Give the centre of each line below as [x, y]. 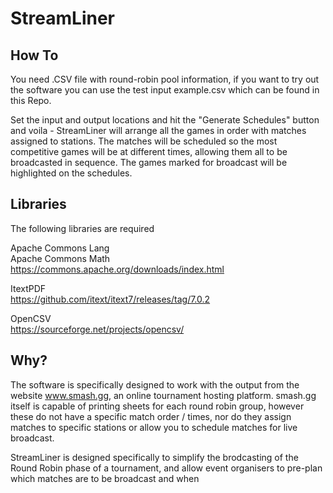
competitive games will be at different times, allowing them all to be [149, 151]
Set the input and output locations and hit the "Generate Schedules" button [165, 120]
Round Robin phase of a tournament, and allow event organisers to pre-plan [166, 468]
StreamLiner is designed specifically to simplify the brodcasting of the [154, 457]
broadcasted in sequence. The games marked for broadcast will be [149, 162]
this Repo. [31, 100]
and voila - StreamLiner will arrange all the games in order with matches [158, 130]
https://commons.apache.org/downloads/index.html [117, 269]
